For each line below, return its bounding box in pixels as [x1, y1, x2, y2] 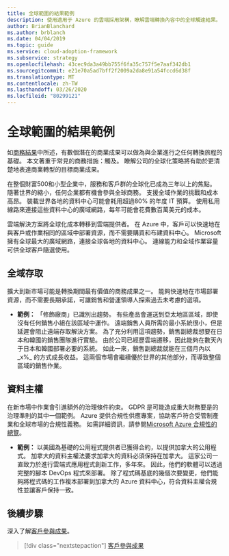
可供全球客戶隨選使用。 [7, 246, 73, 254]
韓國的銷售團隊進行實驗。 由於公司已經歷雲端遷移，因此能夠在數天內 [29, 336, 223, 344]
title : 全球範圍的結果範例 [7, 10, 75, 17]
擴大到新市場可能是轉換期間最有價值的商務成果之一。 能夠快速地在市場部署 [7, 287, 219, 295]
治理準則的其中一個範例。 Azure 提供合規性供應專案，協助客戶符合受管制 [7, 411, 213, 419]
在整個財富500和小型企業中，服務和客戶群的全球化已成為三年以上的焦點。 [7, 179, 216, 188]
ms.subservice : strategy [7, 55, 78, 62]
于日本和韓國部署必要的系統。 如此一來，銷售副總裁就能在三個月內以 [16, 344, 211, 352]
